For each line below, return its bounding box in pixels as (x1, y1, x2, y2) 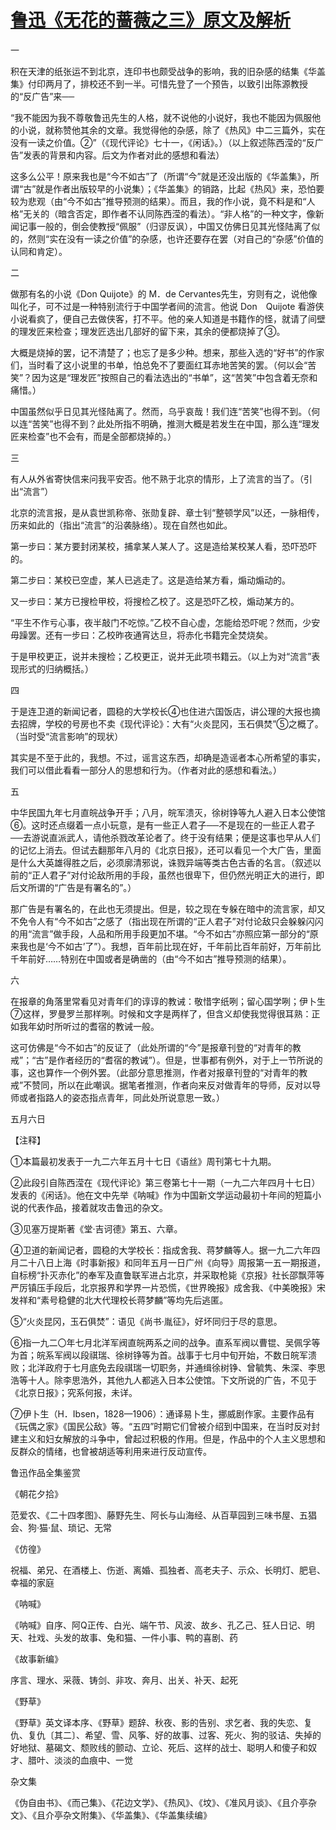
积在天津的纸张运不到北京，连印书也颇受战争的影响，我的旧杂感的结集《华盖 (10, 65, 326, 77)
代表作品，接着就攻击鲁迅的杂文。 (27, 1201, 168, 1213)
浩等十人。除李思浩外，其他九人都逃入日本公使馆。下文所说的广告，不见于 (10, 1374, 317, 1386)
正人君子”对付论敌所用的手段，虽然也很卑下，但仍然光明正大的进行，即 (31, 869, 325, 881)
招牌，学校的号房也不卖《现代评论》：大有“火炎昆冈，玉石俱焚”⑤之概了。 (18, 717, 324, 730)
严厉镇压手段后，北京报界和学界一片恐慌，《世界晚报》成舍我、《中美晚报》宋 (10, 1281, 326, 1293)
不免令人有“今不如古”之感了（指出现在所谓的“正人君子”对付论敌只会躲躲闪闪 (10, 915, 324, 927)
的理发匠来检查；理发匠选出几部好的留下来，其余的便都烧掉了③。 (10, 325, 286, 337)
